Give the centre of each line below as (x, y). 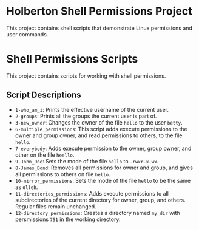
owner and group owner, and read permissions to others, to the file (99, 135)
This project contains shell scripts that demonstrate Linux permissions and (99, 28)
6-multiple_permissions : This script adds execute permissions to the (101, 129)
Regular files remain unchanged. (56, 206)
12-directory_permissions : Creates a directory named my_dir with (97, 213)
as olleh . (26, 187)
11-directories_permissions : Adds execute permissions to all (92, 193)
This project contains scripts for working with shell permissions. (86, 76)
